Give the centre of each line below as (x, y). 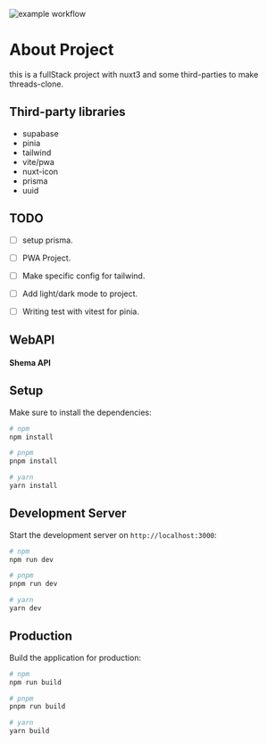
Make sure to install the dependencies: (80, 412)
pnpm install (33, 461)
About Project (62, 50)
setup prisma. (47, 240)
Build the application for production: (75, 657)
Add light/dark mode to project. (80, 293)
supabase (41, 133)
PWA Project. (46, 258)
